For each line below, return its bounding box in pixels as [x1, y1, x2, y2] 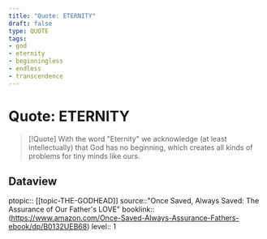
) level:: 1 [86, 222, 116, 232]
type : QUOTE [8, 27, 49, 35]
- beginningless [8, 58, 63, 66]
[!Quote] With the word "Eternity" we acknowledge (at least [28, 134, 227, 143]
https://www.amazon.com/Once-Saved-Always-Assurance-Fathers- [11, 213, 239, 223]
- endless [8, 65, 42, 73]
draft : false [8, 19, 53, 28]
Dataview [8, 174, 58, 188]
